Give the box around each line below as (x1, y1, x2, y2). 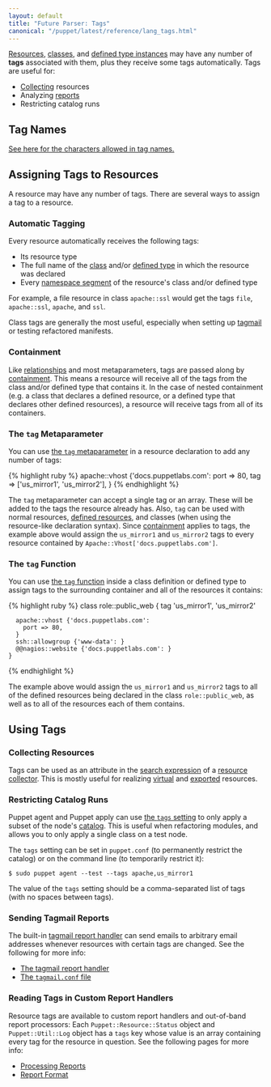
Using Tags (8, 722, 66, 737)
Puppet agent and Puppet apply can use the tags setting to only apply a (8, 813, 248, 822)
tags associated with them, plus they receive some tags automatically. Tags (8, 57, 261, 67)
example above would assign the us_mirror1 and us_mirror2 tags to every (8, 529, 255, 539)
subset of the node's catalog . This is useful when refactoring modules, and (8, 821, 259, 830)
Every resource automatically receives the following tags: (8, 236, 200, 246)
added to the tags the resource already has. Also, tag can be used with (8, 503, 245, 513)
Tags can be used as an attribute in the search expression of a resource (8, 765, 248, 775)
